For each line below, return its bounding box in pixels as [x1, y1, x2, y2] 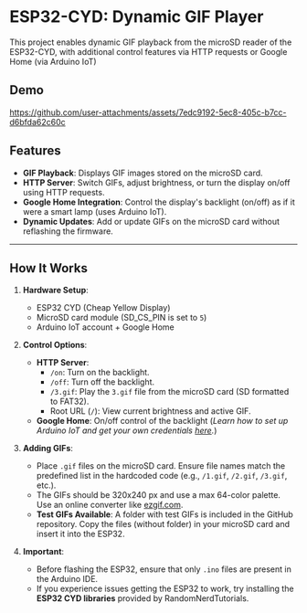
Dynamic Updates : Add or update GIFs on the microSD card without [22, 216, 281, 227]
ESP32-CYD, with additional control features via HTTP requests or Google [9, 46, 288, 57]
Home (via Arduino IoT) [9, 56, 98, 67]
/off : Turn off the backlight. [49, 376, 155, 387]
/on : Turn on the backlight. [49, 367, 150, 378]
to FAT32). [49, 396, 90, 407]
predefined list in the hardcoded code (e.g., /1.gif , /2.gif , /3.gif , [36, 470, 288, 481]
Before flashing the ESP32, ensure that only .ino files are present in [36, 564, 292, 575]
